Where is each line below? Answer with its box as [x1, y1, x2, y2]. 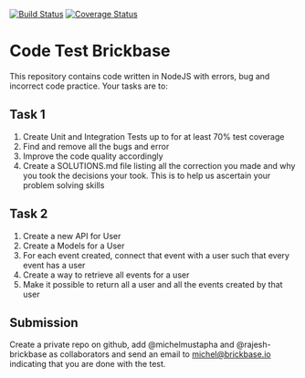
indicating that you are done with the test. [9, 359, 166, 370]
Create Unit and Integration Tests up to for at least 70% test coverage [22, 131, 285, 142]
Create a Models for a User [22, 240, 125, 251]
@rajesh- [236, 339, 271, 351]
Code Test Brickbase [9, 41, 171, 61]
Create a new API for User [22, 230, 121, 241]
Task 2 [9, 206, 48, 222]
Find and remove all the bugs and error [22, 141, 170, 152]
